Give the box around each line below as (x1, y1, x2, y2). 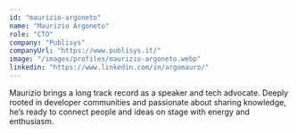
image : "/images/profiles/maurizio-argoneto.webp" (9, 54, 202, 63)
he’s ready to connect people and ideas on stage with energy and (9, 106, 250, 117)
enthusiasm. (9, 115, 54, 126)
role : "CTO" (9, 29, 54, 38)
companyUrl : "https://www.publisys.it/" (9, 46, 162, 55)
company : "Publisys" (9, 38, 87, 47)
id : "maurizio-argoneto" (9, 13, 102, 22)
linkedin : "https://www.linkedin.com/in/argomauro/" (9, 63, 210, 72)
